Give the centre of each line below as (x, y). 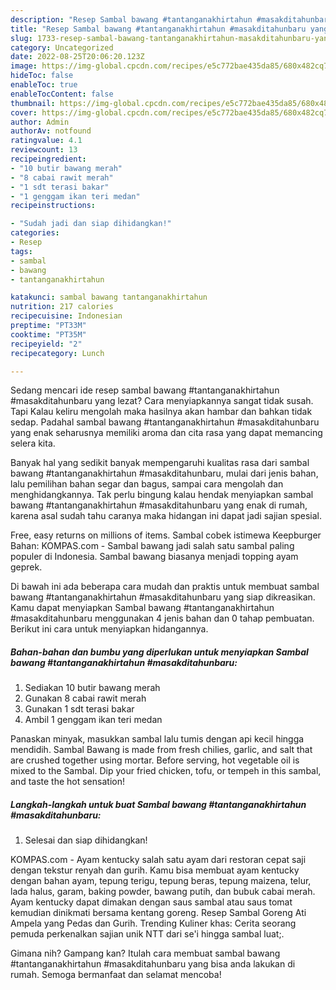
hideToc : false (42, 76)
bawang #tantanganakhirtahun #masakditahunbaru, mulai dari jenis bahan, (164, 473)
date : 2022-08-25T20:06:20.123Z (77, 57)
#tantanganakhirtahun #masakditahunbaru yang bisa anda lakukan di (153, 964)
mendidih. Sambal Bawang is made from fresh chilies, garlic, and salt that (161, 750)
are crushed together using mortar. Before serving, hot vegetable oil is (155, 760)
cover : (24, 112)
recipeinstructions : (53, 206)
